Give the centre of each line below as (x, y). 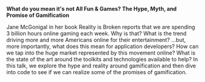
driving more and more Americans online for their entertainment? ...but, (96, 40)
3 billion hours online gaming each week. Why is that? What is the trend (96, 33)
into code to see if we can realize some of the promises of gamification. (97, 72)
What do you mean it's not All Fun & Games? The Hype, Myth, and (91, 9)
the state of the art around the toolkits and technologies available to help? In (102, 59)
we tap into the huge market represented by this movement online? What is (101, 53)
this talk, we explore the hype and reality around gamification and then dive (101, 66)
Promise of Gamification (38, 15)
